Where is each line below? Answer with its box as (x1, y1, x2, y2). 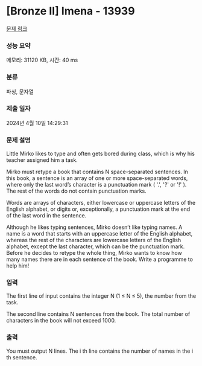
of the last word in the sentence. (6, 212, 87, 219)
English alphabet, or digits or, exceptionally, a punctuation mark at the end (6, 205, 191, 213)
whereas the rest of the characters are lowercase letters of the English (6, 237, 181, 244)
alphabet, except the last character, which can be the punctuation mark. (6, 243, 185, 250)
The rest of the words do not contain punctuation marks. (6, 187, 147, 194)
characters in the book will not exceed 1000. (6, 317, 116, 324)
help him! (6, 262, 30, 269)
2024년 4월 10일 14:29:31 (6, 119, 68, 126)
